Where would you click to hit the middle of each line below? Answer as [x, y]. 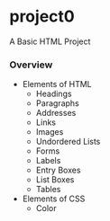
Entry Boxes [58, 170]
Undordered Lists [68, 142]
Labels [48, 161]
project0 [42, 17]
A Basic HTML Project [50, 41]
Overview [31, 65]
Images [50, 132]
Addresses [56, 113]
